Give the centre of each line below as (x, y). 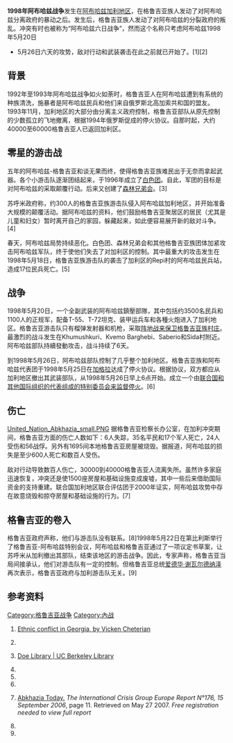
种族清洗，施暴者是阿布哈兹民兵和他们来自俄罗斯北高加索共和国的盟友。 (110, 102)
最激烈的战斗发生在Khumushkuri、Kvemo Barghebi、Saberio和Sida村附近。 (115, 337)
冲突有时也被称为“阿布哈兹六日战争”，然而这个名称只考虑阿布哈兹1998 (120, 28)
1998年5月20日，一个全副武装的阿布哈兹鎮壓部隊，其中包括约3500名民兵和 (115, 311)
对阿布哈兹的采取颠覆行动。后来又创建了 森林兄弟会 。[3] (87, 188)
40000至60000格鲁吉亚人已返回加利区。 (66, 129)
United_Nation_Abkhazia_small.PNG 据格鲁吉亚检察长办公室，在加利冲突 (111, 429)
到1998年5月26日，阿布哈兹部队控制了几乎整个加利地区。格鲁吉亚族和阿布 (114, 361)
